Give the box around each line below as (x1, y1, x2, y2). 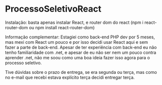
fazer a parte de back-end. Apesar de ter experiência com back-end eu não (5, 44, 157, 50)
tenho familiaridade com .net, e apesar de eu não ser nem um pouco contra (5, 50, 157, 55)
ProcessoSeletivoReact (5, 3, 102, 15)
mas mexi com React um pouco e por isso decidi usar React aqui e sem (5, 39, 148, 45)
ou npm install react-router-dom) (29, 24, 95, 30)
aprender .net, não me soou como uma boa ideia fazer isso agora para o (5, 54, 150, 60)
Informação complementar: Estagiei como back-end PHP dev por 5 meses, (5, 34, 155, 40)
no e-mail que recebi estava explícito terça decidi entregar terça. (5, 74, 135, 80)
